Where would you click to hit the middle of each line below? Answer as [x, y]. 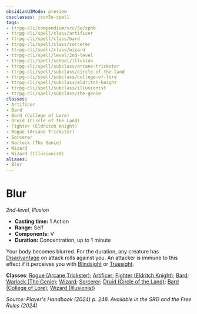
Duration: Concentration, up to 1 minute [63, 240]
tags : [13, 22]
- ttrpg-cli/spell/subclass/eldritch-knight [61, 83]
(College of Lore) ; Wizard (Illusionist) [51, 288]
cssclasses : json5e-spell [38, 17]
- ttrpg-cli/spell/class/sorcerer [49, 45]
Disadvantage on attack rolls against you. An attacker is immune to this [92, 258]
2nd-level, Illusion [28, 210]
